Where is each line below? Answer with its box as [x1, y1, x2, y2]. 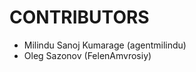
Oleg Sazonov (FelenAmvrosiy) [23, 49, 152, 61]
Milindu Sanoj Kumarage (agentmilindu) [23, 39, 187, 51]
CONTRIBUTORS [9, 6, 150, 29]
